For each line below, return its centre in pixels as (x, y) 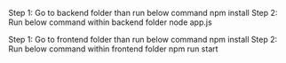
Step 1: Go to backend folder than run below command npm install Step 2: (143, 13)
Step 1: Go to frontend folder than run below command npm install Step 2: (143, 39)
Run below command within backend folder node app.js (110, 22)
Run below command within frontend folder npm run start (113, 49)
